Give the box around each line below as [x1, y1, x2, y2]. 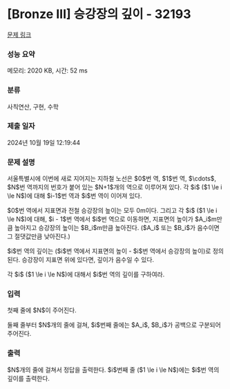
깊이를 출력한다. [7, 374, 50, 382]
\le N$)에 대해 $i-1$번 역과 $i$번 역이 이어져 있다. [7, 191, 142, 200]
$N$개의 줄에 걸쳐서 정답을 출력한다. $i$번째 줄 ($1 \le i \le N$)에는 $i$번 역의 [7, 366, 220, 374]
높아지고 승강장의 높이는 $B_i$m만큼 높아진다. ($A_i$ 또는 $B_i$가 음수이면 [14, 224, 220, 232]
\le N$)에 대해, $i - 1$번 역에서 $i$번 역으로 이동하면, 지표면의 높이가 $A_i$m [7, 215, 217, 223]
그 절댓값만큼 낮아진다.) [7, 232, 70, 240]
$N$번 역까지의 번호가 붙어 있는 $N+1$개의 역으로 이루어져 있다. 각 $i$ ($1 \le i [7, 183, 222, 191]
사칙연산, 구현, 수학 [7, 102, 59, 111]
